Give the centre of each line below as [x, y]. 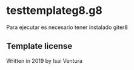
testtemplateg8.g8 [55, 11]
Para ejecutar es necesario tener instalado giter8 [67, 27]
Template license [39, 46]
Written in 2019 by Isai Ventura [45, 60]
